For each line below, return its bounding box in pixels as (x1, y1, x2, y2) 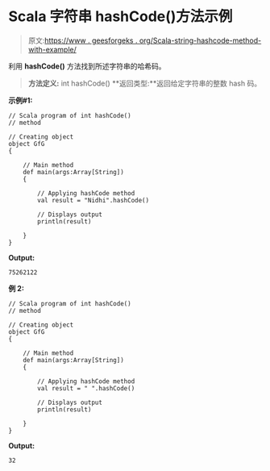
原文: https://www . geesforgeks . (27, 35, 138, 45)
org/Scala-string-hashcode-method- (139, 35, 262, 45)
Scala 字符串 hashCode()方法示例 (8, 7, 233, 26)
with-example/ (27, 44, 77, 54)
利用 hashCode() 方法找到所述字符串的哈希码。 (8, 61, 166, 71)
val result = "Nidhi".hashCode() (37, 196, 150, 204)
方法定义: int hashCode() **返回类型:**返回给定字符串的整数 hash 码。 (27, 78, 262, 88)
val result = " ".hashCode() (37, 384, 135, 392)
